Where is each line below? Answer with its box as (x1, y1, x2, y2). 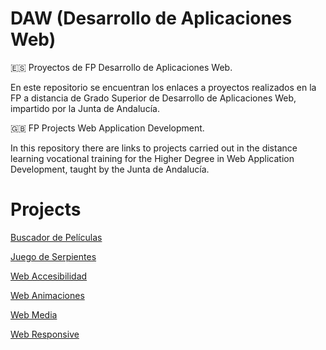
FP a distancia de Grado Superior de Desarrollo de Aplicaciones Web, (10, 92, 297, 104)
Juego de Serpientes (10, 250, 97, 262)
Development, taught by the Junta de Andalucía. (10, 163, 210, 175)
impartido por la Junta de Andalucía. (10, 102, 160, 114)
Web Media (10, 308, 58, 321)
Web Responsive (10, 328, 80, 340)
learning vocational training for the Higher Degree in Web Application (10, 152, 295, 164)
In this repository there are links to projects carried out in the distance (10, 142, 298, 154)
